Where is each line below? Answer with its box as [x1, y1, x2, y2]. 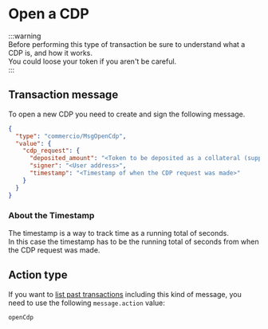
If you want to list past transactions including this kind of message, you [8, 289, 242, 299]
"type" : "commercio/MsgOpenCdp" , [15, 132, 127, 140]
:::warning [8, 31, 41, 41]
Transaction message [8, 88, 119, 102]
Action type [8, 268, 68, 282]
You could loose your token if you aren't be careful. [8, 57, 177, 66]
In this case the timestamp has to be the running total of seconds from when [8, 237, 259, 246]
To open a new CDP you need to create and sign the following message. [8, 109, 246, 119]
